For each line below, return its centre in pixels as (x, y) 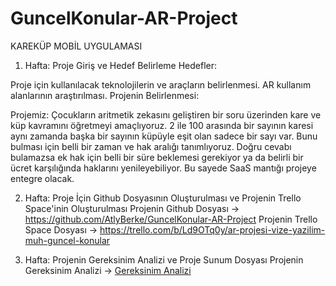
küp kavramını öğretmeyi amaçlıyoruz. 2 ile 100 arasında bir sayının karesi (162, 125)
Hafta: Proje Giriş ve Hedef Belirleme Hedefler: (121, 65)
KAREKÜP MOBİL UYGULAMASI (76, 46)
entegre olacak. (42, 178)
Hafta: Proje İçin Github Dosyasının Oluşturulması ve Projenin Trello (163, 198)
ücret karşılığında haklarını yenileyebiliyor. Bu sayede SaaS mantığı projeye (163, 168)
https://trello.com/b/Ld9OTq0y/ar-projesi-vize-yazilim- (212, 229)
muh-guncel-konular (67, 240)
